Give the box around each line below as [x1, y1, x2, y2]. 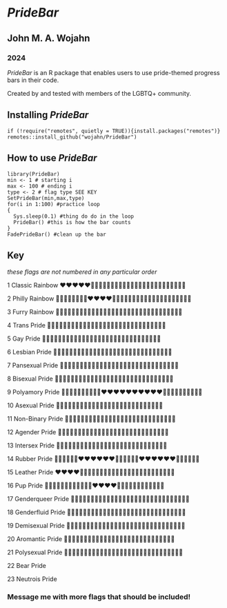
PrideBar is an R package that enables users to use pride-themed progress [7, 68, 220, 77]
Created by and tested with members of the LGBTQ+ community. [7, 89, 192, 97]
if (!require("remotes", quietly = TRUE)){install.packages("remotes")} [7, 128, 221, 134]
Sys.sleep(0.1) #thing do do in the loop [13, 212, 135, 220]
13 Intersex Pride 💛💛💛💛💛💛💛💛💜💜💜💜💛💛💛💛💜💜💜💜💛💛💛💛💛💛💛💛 [7, 441, 168, 449]
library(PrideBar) [7, 170, 60, 177]
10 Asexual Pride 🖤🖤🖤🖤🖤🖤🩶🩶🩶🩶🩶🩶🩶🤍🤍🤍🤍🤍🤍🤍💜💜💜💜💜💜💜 [7, 401, 164, 409]
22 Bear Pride [7, 562, 47, 570]
